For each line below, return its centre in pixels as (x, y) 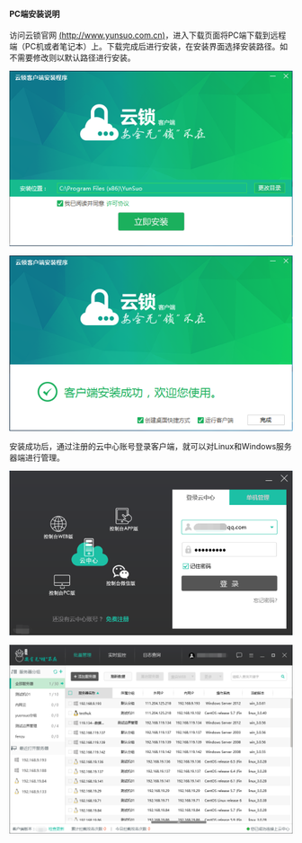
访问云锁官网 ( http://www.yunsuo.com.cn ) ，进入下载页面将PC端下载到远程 (148, 35)
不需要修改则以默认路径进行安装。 (72, 58)
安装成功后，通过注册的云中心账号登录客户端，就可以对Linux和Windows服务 (151, 446)
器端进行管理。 (37, 457)
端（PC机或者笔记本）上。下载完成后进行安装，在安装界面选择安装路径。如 (149, 47)
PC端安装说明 (35, 13)
